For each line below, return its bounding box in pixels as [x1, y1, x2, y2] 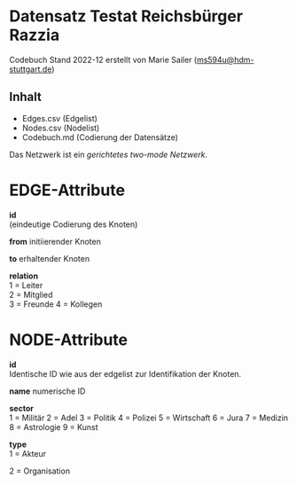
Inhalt [9, 90, 42, 105]
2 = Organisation [9, 465, 71, 476]
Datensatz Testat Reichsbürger [9, 6, 244, 27]
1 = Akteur [9, 448, 47, 458]
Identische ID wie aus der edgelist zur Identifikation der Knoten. [9, 368, 242, 379]
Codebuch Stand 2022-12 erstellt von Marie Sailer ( [9, 54, 198, 65]
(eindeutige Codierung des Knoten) [9, 219, 138, 230]
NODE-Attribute [9, 330, 129, 349]
